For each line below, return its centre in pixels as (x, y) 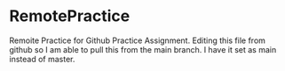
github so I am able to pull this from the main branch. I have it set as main (143, 49)
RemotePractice (70, 16)
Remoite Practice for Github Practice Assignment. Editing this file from (138, 40)
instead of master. (42, 59)
